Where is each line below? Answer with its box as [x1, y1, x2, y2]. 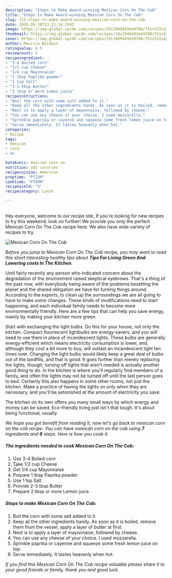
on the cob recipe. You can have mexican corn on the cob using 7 [5, 425, 145, 432]
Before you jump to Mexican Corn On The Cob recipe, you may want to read [5, 249, 166, 255]
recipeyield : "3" [5, 184, 42, 189]
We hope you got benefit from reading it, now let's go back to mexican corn [5, 420, 165, 426]
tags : [5, 137, 17, 142]
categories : [5, 127, 31, 132]
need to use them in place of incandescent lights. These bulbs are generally [5, 334, 165, 341]
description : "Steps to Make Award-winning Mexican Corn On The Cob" [5, 7, 157, 13]
